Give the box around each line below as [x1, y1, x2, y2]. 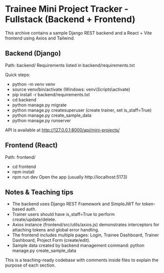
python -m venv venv [12, 81, 55, 87]
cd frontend [12, 164, 36, 169]
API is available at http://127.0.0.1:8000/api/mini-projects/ [5, 127, 120, 133]
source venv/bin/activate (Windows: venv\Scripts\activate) [12, 86, 131, 92]
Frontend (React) [5, 141, 58, 149]
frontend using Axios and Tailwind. [5, 35, 75, 41]
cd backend [12, 97, 37, 103]
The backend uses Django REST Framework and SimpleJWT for [12, 201, 141, 207]
